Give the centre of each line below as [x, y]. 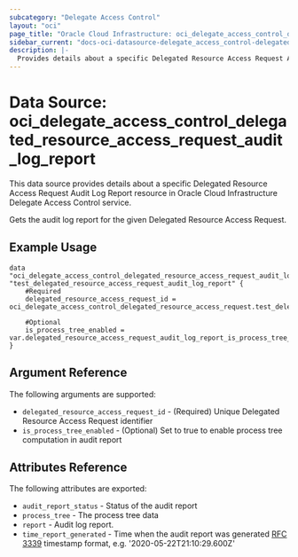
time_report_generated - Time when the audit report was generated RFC [154, 534]
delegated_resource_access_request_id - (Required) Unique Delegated [151, 411]
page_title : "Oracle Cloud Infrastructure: [91, 34]
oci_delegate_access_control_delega [148, 122]
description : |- [39, 51]
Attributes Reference [68, 467]
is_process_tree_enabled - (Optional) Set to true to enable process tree [152, 430]
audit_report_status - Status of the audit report [110, 506]
